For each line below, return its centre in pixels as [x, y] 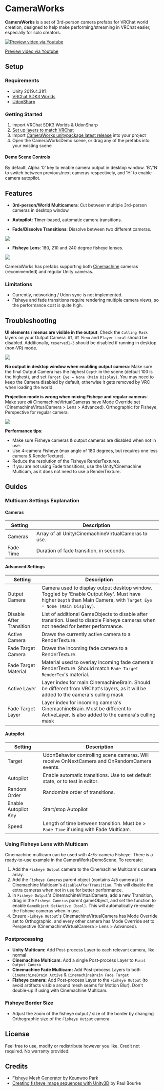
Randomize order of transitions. [79, 792]
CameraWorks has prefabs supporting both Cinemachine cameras [72, 266]
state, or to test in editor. [71, 781]
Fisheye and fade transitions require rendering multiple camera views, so [85, 300]
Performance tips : [24, 431]
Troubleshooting [31, 320]
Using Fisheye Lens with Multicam [47, 844]
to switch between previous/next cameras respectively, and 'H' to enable [79, 173]
